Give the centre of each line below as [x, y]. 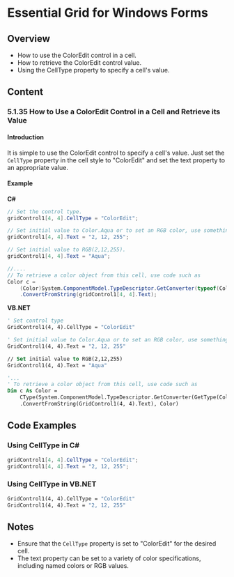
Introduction [25, 137]
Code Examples [42, 425]
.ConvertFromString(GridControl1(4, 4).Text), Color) [99, 404]
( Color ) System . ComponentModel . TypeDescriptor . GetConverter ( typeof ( [119, 288]
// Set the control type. [45, 211]
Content [25, 92]
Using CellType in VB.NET [52, 484]
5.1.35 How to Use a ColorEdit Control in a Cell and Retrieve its [114, 111]
